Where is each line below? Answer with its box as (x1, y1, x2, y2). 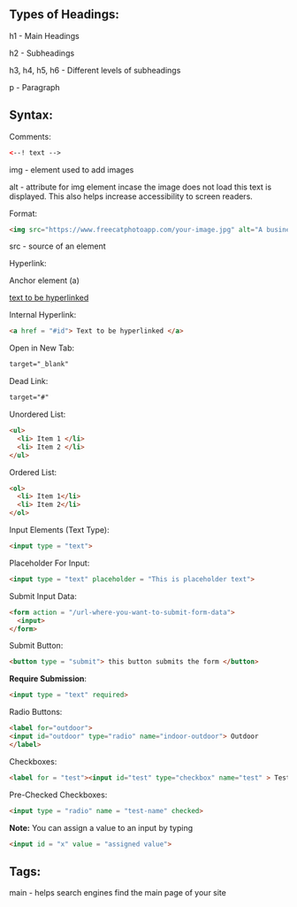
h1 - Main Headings (9, 30, 80, 41)
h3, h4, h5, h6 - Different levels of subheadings (9, 65, 181, 75)
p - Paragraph (9, 81, 60, 92)
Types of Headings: (9, 7, 119, 22)
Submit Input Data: (9, 590, 77, 601)
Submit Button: (9, 641, 64, 651)
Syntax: (9, 108, 53, 123)
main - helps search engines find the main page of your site (9, 888, 227, 898)
